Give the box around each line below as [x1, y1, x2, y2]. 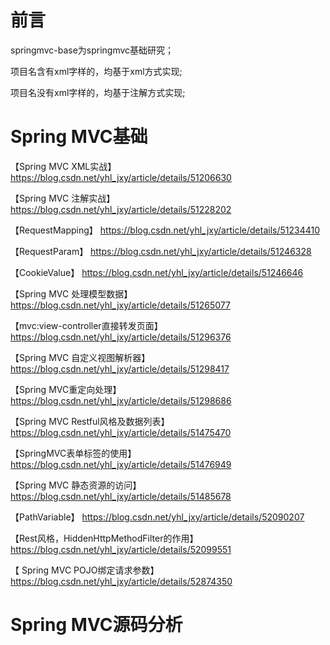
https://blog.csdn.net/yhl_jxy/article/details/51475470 [10, 426, 232, 438]
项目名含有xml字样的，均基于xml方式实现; [10, 65, 183, 77]
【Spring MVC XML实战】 [10, 160, 117, 172]
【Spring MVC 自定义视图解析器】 [10, 351, 151, 363]
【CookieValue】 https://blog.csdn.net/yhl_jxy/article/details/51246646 [10, 266, 304, 278]
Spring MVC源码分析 [10, 614, 183, 636]
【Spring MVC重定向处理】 [10, 383, 122, 395]
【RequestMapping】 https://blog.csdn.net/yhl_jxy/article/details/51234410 [10, 224, 321, 236]
